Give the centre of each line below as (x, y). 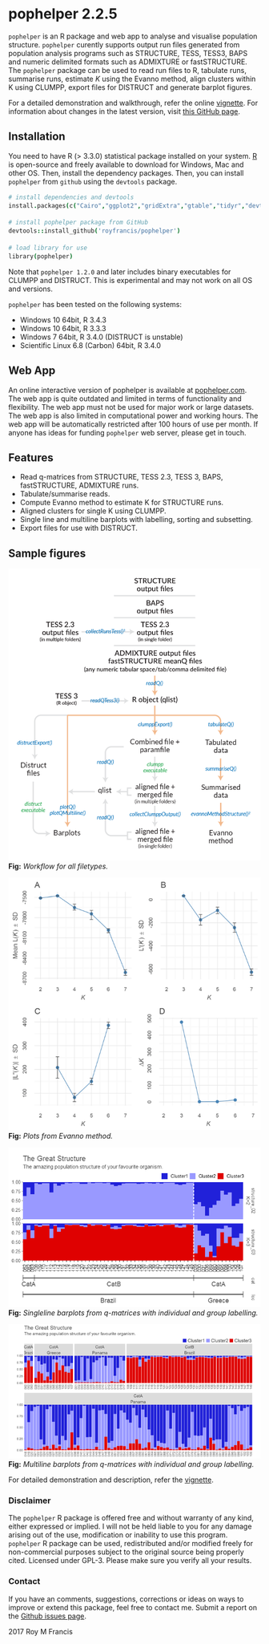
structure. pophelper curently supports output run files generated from (124, 44)
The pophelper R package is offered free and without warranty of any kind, (131, 1518)
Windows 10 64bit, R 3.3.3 (63, 328)
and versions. (31, 289)
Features (31, 458)
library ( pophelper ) (41, 256)
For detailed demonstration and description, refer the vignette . (111, 1480)
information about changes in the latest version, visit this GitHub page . (124, 111)
